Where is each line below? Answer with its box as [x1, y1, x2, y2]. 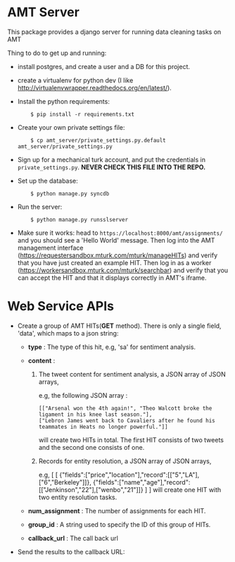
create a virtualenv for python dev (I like [17, 75, 134, 85]
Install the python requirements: [17, 97, 110, 106]
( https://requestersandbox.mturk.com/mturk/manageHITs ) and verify [17, 251, 218, 259]
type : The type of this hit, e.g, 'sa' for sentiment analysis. [27, 343, 196, 351]
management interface [17, 243, 84, 252]
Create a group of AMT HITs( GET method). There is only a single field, [17, 322, 222, 330]
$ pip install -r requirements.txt [30, 111, 135, 118]
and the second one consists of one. [38, 443, 145, 451]
